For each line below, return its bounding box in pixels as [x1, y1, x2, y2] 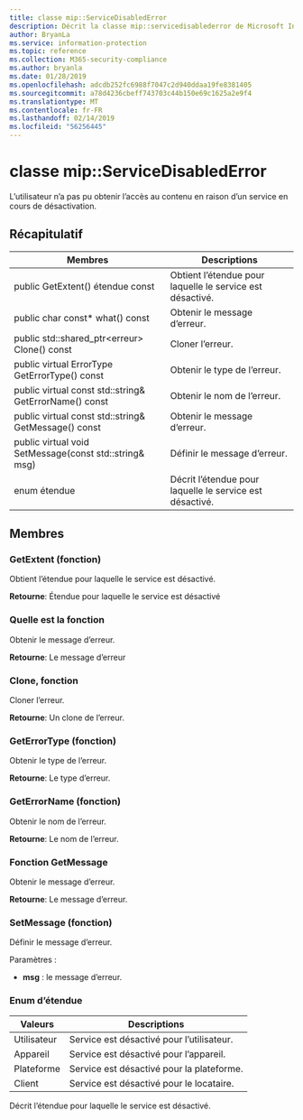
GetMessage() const [14, 421, 101, 433]
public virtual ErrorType [14, 357, 114, 370]
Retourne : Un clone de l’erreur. [9, 712, 124, 723]
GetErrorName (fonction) [9, 795, 122, 808]
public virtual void [14, 435, 90, 448]
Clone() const [14, 343, 72, 356]
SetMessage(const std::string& [14, 447, 145, 459]
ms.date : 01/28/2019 [9, 72, 87, 81]
